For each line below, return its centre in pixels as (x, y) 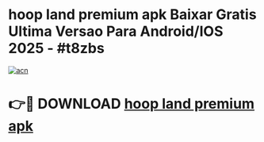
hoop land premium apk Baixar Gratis (132, 15)
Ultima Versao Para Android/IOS (116, 31)
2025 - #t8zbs (56, 48)
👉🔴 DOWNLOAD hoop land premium (132, 104)
